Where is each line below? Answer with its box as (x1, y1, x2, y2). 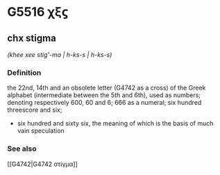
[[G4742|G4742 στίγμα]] (7, 160, 78, 168)
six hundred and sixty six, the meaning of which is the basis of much (17, 119, 214, 128)
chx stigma (7, 32, 57, 44)
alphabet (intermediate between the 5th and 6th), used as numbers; (7, 91, 201, 99)
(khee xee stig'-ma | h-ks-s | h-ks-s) (7, 51, 112, 58)
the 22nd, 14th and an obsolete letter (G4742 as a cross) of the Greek (7, 83, 206, 92)
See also (7, 144, 37, 153)
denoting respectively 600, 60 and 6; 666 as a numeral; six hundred (7, 99, 202, 107)
